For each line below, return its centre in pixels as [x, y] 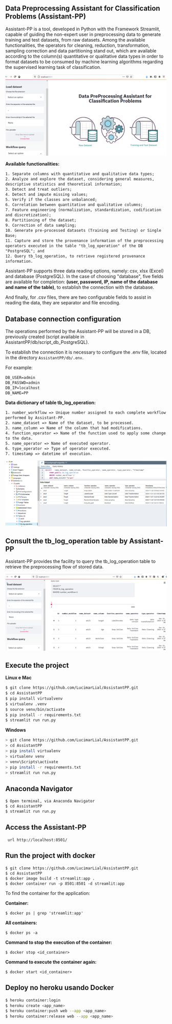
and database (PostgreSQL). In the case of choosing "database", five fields [84, 277]
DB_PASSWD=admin [23, 383]
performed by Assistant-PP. [35, 418]
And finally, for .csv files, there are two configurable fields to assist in [78, 297]
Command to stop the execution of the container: [59, 942]
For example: [19, 368]
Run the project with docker [50, 856]
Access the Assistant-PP [46, 827]
